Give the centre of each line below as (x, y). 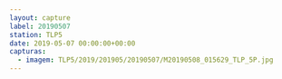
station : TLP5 (36, 35)
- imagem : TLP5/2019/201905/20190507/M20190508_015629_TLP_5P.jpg (146, 60)
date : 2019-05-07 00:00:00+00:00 (73, 43)
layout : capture (40, 18)
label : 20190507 (40, 26)
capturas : (28, 52)
